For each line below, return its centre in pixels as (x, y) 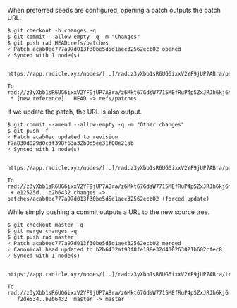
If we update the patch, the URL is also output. (75, 112)
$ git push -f (28, 131)
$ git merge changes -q (42, 231)
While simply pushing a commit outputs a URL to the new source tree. (109, 212)
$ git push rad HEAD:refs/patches (58, 43)
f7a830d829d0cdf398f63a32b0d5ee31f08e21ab (71, 143)
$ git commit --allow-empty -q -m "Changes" (74, 37)
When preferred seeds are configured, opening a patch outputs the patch (114, 10)
